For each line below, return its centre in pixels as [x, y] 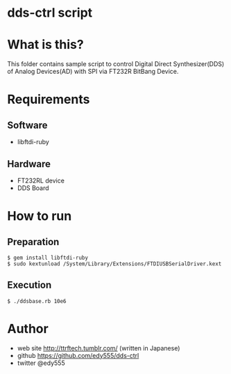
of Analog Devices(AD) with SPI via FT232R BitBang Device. [93, 72]
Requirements [49, 100]
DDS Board [33, 188]
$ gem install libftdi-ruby [48, 258]
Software [27, 125]
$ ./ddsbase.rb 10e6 [37, 301]
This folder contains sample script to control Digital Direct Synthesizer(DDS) [116, 64]
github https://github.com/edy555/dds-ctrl [78, 355]
